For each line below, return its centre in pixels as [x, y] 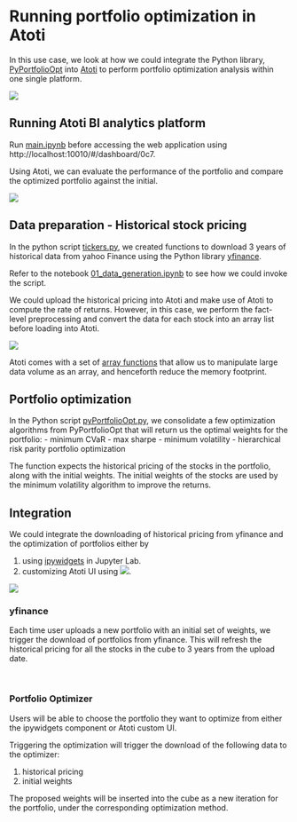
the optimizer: [35, 754]
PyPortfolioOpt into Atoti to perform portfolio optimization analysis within [141, 69]
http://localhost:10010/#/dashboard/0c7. [82, 154]
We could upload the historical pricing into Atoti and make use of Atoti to [141, 300]
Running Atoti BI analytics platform [108, 123]
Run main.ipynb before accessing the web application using [118, 145]
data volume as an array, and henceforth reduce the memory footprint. [138, 371]
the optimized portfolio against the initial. [83, 180]
